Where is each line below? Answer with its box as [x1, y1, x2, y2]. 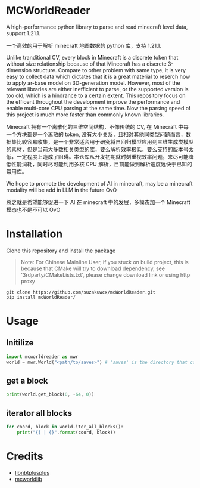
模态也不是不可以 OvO [6, 206, 61, 213]
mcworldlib [14, 475, 43, 483]
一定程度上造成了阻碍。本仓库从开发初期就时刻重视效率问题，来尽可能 [16, 153, 189, 160]
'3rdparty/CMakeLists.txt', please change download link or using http [20, 271, 190, 278]
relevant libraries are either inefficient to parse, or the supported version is [6, 85, 189, 92]
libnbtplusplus [14, 469, 49, 476]
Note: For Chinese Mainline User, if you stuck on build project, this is [20, 258, 189, 265]
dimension [6, 66, 32, 73]
